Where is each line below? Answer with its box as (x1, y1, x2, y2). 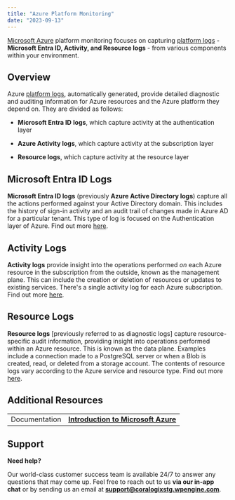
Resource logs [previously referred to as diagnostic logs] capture (7, 329, 197, 337)
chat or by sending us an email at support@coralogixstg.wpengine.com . (7, 485, 222, 494)
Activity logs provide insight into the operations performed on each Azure (7, 260, 222, 269)
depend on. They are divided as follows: (7, 104, 123, 113)
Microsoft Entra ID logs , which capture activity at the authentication (17, 119, 215, 127)
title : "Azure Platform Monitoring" (7, 10, 114, 18)
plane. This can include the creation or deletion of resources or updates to (7, 275, 222, 284)
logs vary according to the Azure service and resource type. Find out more (7, 366, 223, 375)
